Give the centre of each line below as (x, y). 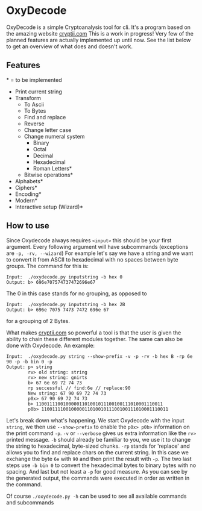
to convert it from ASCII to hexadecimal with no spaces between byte (92, 259)
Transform (28, 98)
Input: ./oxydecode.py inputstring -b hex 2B (66, 304)
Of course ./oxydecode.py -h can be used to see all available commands (96, 496)
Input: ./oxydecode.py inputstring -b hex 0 (64, 277)
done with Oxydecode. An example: (51, 345)
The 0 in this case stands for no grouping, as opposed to (77, 293)
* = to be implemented (34, 80)
